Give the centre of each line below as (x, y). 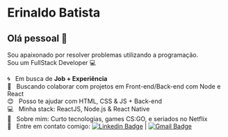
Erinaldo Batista (54, 13)
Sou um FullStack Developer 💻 (51, 63)
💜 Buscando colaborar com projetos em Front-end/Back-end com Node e (114, 86)
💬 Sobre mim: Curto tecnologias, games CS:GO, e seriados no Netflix (107, 119)
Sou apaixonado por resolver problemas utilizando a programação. (103, 55)
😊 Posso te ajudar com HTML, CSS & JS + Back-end (84, 101)
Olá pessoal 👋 (38, 38)
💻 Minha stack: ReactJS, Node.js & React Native (79, 109)
